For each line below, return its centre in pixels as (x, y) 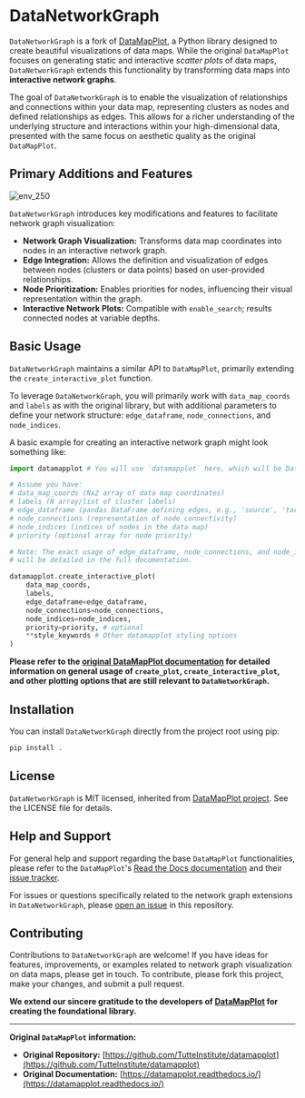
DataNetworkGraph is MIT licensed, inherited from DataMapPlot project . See (149, 798)
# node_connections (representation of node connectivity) (123, 519)
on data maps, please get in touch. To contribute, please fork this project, (147, 974)
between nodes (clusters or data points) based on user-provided (143, 270)
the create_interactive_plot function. (81, 378)
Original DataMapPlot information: (73, 1037)
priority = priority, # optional (85, 628)
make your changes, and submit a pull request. (97, 984)
